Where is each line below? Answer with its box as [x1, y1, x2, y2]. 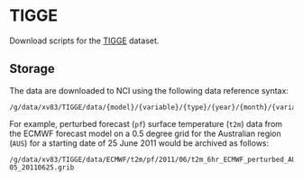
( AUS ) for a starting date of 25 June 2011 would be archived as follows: [9, 137, 270, 149]
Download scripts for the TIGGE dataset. [9, 35, 160, 46]
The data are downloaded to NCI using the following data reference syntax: [9, 85, 289, 95]
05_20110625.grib [9, 163, 75, 172]
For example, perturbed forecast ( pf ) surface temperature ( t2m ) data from [9, 118, 282, 129]
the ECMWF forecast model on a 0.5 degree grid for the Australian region [9, 128, 281, 139]
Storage [9, 61, 56, 77]
